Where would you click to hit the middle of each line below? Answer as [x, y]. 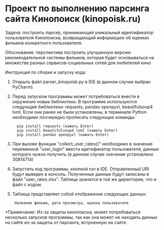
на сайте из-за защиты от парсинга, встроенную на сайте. [66, 222]
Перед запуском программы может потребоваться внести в [76, 96]
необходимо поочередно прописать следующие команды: [74, 117]
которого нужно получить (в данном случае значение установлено [83, 154]
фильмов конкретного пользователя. [44, 43]
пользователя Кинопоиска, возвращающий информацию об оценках [77, 38]
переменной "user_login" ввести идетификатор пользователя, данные [85, 149]
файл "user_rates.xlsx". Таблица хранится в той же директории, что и [84, 179]
